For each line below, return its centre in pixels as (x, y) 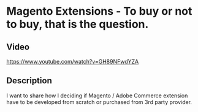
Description (29, 81)
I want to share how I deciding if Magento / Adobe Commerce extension (97, 95)
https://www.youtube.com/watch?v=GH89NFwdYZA (73, 62)
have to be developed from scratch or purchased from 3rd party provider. (99, 102)
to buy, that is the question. (78, 24)
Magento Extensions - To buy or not (99, 11)
